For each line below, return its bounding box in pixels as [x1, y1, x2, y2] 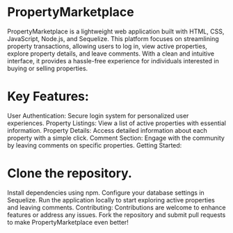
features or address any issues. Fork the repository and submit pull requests [7, 210, 226, 219]
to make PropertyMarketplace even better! [7, 218, 129, 226]
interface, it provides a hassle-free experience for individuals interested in [7, 56, 219, 65]
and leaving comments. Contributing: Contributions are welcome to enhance [7, 203, 226, 211]
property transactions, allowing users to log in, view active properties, [7, 42, 207, 50]
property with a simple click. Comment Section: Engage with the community [7, 134, 225, 142]
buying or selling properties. [7, 64, 88, 72]
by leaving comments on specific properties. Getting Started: [7, 140, 182, 150]
